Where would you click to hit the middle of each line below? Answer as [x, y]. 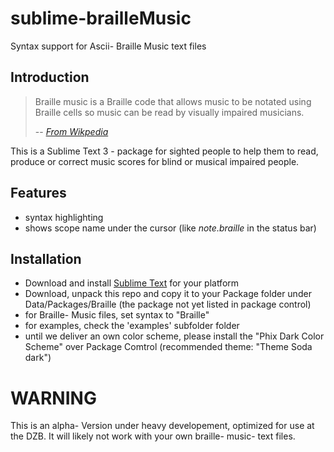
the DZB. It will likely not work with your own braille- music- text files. [153, 436]
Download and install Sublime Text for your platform [132, 283]
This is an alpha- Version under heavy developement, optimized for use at [162, 426]
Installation [46, 258]
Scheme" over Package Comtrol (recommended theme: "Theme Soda [168, 347]
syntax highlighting [64, 217]
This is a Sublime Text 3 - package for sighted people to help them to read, [164, 151]
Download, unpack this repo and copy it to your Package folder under [168, 294]
